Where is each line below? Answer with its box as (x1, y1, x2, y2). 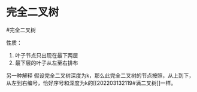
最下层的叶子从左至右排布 (14, 59, 78, 66)
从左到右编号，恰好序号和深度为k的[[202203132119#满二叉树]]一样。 (6, 79, 177, 87)
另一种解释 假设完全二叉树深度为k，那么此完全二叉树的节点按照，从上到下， (6, 72, 195, 79)
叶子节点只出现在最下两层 (14, 51, 78, 59)
